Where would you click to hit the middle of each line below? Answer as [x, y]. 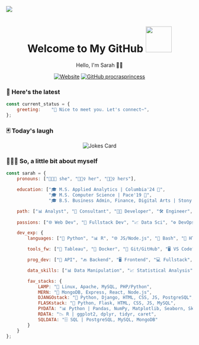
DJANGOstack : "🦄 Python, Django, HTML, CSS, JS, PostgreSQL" [115, 298]
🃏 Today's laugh [30, 131]
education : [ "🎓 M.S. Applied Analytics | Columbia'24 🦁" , [91, 190]
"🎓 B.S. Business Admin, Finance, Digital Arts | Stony [120, 201]
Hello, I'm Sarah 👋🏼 [99, 65]
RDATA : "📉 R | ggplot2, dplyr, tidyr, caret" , [97, 314]
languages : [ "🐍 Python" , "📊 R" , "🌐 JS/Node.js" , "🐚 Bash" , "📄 [107, 238]
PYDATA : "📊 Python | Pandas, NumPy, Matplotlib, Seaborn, [112, 309]
